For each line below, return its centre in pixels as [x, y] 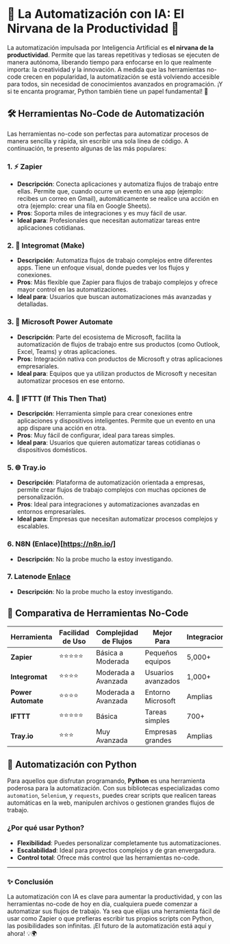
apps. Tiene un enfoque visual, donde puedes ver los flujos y [103, 268]
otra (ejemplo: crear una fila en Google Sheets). [84, 206]
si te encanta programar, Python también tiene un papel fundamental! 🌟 [108, 91]
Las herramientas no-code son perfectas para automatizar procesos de [108, 134]
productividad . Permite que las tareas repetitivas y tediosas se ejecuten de [113, 55]
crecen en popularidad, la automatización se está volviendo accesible [122, 76]
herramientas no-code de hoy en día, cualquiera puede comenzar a [102, 904]
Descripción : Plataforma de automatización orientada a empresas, [111, 482]
